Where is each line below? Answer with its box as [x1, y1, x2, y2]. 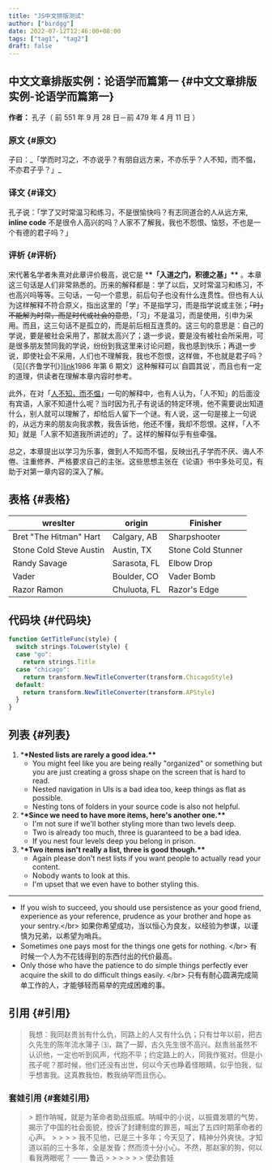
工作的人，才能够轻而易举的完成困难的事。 [27, 980, 170, 991]
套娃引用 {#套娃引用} [8, 1092, 91, 1103]
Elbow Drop [168, 557, 213, 568]
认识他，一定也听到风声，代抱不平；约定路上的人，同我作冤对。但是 [28, 1049, 256, 1060]
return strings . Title [23, 658, 96, 667]
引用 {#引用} [8, 1006, 71, 1020]
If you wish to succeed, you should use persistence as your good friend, [19, 903, 261, 913]
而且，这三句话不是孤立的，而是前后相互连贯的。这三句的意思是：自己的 [22, 320, 264, 330]
